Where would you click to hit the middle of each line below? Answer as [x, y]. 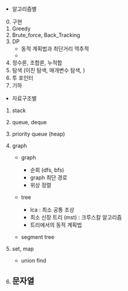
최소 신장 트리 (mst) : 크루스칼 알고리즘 [76, 217]
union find [34, 260]
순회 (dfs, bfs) [47, 170]
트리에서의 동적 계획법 [56, 225]
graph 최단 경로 [49, 177]
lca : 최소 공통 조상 [52, 210]
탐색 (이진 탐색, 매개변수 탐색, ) [49, 70]
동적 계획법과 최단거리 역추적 [55, 48]
